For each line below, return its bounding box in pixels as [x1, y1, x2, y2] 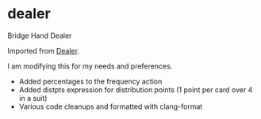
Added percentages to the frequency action [18, 76, 163, 86]
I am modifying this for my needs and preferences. [7, 61, 173, 71]
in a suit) [18, 93, 48, 102]
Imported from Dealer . [7, 46, 80, 55]
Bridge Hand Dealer [7, 31, 72, 40]
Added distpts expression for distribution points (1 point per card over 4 [18, 84, 253, 95]
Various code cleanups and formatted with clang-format [18, 102, 203, 111]
